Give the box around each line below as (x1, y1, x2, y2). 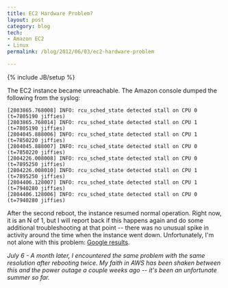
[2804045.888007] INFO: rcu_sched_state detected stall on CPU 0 (7, 143, 197, 149)
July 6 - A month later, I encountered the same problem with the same (7, 251, 205, 259)
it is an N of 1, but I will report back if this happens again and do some (7, 216, 204, 224)
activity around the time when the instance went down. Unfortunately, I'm (7, 230, 214, 239)
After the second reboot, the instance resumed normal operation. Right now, (7, 208, 222, 217)
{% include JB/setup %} (7, 73, 75, 81)
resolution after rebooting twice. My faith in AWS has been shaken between (7, 259, 221, 267)
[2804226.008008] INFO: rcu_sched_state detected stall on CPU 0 (7, 155, 197, 162)
